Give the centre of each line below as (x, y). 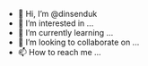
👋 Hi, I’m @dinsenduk (57, 14)
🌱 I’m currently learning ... (65, 33)
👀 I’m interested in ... (56, 23)
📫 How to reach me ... (59, 52)
